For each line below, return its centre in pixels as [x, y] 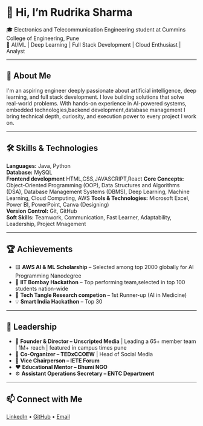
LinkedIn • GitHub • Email [38, 417]
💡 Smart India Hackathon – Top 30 [59, 302]
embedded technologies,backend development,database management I [96, 110]
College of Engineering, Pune [43, 38]
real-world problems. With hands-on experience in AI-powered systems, [96, 103]
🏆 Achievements [40, 249]
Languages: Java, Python [38, 165]
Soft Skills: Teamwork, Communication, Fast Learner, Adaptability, [89, 217]
